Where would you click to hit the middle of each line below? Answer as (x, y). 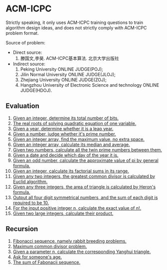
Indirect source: (29, 64)
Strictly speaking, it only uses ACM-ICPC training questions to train (75, 22)
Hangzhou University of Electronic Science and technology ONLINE (90, 85)
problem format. (22, 33)
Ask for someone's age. (37, 257)
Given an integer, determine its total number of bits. (66, 118)
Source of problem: (25, 42)
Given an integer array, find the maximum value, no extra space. (79, 139)
